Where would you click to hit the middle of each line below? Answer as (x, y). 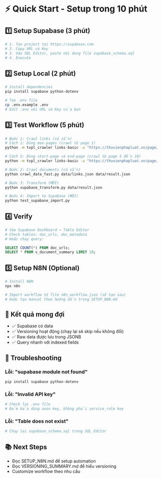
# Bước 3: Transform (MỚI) (32, 183)
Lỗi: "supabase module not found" (46, 372)
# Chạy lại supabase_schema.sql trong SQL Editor (56, 431)
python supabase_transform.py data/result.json (54, 187)
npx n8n (13, 286)
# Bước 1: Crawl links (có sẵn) (39, 139)
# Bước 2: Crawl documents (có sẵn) (43, 170)
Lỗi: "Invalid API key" (30, 394)
